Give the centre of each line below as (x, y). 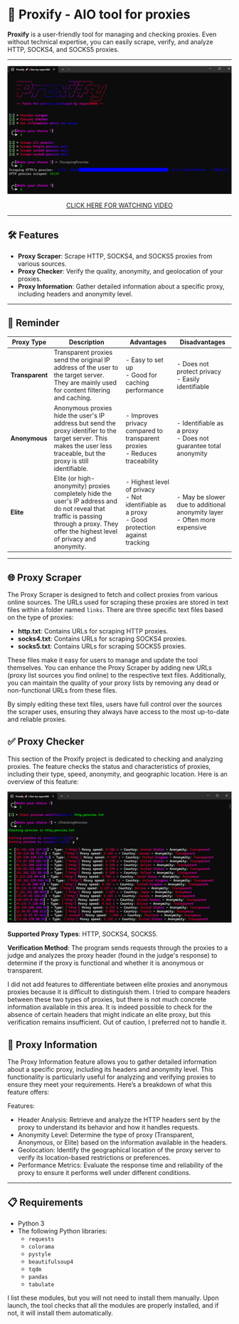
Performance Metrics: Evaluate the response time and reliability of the (120, 1165)
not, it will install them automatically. (60, 1313)
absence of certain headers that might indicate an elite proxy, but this (109, 1015)
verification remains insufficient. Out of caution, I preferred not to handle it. (117, 1023)
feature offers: (28, 1092)
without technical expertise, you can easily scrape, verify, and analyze (110, 41)
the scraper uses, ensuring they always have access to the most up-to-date (118, 712)
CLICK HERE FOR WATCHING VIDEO (119, 205)
